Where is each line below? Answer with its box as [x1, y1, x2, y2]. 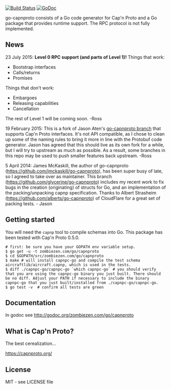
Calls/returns [12, 69, 40, 75]
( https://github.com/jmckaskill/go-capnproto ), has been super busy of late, [5, 168, 163, 174]
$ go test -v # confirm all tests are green [5, 285, 104, 290]
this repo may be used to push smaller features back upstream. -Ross [5, 153, 152, 159]
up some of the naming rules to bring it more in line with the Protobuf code [5, 136, 162, 142]
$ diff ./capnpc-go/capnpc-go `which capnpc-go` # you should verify [5, 267, 157, 272]
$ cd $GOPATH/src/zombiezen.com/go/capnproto [5, 253, 104, 258]
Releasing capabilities [12, 100, 59, 106]
